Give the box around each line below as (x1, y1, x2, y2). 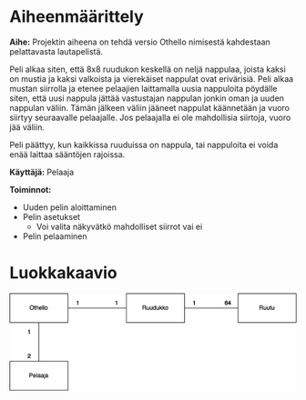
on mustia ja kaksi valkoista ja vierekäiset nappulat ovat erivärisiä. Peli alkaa (9, 73, 294, 84)
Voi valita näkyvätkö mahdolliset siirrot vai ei (36, 221, 203, 232)
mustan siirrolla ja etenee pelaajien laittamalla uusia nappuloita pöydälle (9, 83, 278, 94)
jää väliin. (9, 121, 46, 133)
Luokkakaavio (9, 263, 117, 284)
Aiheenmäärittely (9, 6, 144, 27)
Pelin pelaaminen (22, 230, 88, 242)
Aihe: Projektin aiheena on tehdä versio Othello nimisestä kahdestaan (9, 36, 270, 47)
